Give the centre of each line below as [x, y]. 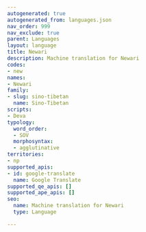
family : [18, 90]
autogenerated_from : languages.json [59, 20]
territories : [26, 155]
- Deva [16, 116]
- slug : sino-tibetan [38, 97]
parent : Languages [33, 39]
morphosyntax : [33, 142]
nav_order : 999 [29, 26]
